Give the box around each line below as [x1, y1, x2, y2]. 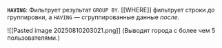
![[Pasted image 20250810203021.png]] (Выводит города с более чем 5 [7, 27, 216, 34]
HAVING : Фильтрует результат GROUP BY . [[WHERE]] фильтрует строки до [7, 6, 215, 14]
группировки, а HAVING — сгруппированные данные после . [7, 13, 180, 21]
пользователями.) [7, 34, 61, 42]
